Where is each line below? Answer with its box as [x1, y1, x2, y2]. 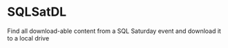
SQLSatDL [7, 4, 67, 20]
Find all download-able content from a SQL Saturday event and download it [7, 27, 221, 35]
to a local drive [7, 34, 50, 42]
